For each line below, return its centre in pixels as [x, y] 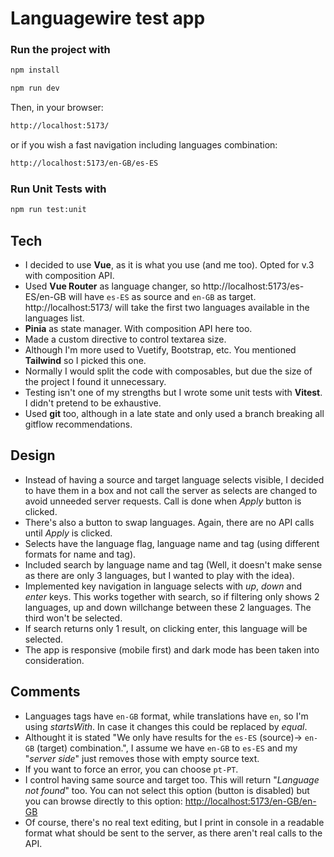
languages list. [54, 318]
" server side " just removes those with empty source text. [142, 758]
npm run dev [35, 88]
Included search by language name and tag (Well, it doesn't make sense [173, 564]
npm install [35, 70]
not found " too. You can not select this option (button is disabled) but [167, 790]
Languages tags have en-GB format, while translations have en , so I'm [166, 716]
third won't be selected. [73, 618]
